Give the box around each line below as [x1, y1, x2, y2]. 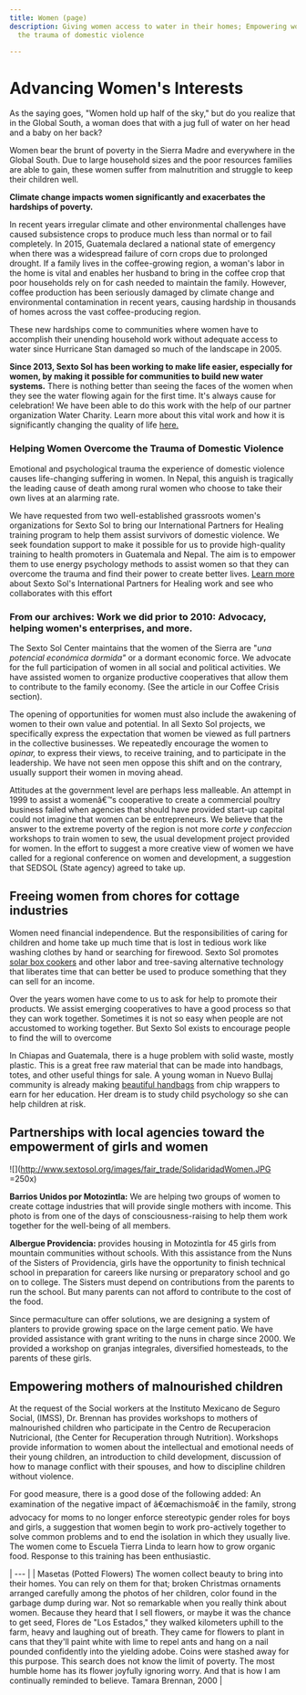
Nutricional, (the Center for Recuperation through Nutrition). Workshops [9, 1432, 280, 1443]
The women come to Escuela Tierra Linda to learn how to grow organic [9, 1541, 276, 1553]
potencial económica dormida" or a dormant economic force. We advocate [9, 652, 291, 663]
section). [9, 690, 43, 701]
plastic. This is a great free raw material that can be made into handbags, [9, 1059, 284, 1070]
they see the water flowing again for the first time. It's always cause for [9, 390, 276, 402]
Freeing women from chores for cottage [9, 889, 240, 904]
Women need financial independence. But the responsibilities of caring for [9, 927, 289, 938]
